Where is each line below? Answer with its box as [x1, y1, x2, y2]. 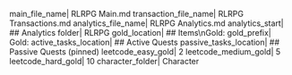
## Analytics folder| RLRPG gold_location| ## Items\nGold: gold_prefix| [9, 28, 271, 37]
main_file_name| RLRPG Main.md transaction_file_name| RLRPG [9, 9, 245, 19]
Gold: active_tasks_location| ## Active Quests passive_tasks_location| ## [9, 37, 280, 47]
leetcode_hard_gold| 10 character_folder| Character [9, 56, 200, 66]
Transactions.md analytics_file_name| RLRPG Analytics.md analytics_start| [9, 18, 284, 29]
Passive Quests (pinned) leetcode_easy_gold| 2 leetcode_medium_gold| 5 [9, 46, 281, 57]
